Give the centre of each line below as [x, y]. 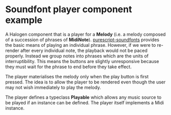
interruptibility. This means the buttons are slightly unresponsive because [82, 61]
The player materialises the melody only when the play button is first [77, 76]
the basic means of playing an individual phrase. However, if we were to [81, 45]
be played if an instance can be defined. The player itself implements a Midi [85, 102]
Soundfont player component [69, 9]
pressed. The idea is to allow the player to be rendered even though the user [85, 82]
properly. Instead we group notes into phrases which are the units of [77, 56]
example [24, 20]
